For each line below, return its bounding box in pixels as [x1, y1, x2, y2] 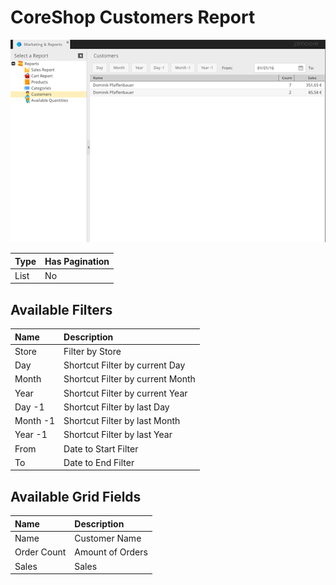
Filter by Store [63, 345, 122, 357]
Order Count [14, 546, 67, 558]
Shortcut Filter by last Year [63, 429, 173, 441]
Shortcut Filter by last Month [63, 415, 181, 427]
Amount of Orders [74, 546, 148, 558]
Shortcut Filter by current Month [63, 373, 196, 385]
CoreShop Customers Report [10, 6, 256, 29]
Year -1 [14, 429, 48, 441]
